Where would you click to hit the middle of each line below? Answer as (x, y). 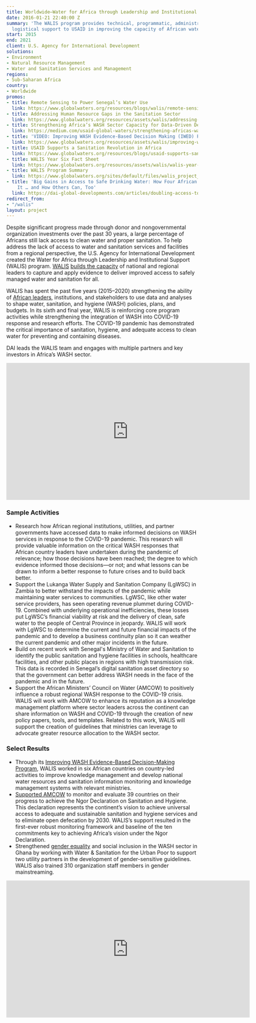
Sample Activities (33, 513)
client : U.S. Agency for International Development (73, 46)
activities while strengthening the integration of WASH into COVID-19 (92, 317)
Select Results (28, 748)
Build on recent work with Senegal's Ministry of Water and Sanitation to (104, 649)
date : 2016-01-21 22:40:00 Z (43, 18)
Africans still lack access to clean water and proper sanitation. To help (94, 241)
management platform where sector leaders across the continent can (102, 707)
